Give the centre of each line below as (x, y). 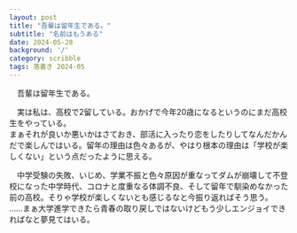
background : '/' (39, 50)
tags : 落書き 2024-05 (47, 67)
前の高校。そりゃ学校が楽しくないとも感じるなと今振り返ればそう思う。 (141, 197)
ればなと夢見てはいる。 (52, 219)
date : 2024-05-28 (41, 42)
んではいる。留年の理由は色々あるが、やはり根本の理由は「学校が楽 (164, 145)
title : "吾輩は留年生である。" (60, 26)
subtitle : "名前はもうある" (56, 34)
